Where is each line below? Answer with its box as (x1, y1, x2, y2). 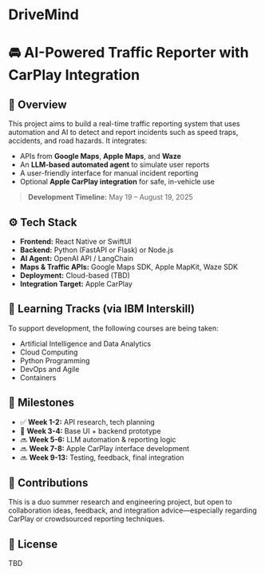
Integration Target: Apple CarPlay (19, 279, 133, 288)
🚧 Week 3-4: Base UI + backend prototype (19, 426, 161, 436)
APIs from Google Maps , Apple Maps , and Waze (19, 152, 182, 161)
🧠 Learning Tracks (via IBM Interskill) (8, 302, 196, 316)
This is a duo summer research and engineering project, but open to (8, 497, 233, 507)
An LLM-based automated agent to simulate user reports (19, 160, 210, 169)
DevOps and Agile (19, 364, 80, 374)
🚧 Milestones (8, 396, 74, 410)
